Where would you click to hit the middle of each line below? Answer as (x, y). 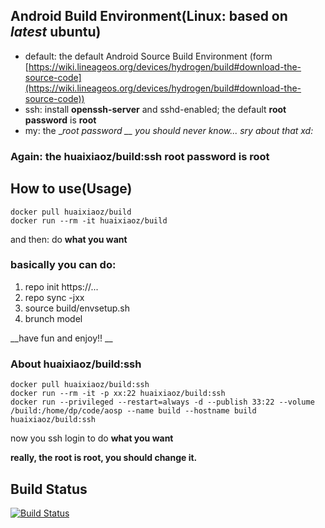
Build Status (49, 489)
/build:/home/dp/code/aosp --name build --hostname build (133, 411)
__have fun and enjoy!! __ (61, 338)
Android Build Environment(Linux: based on (149, 16)
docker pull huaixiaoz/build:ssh (80, 385)
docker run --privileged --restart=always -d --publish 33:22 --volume (162, 402)
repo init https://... (61, 286)
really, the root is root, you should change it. (104, 458)
